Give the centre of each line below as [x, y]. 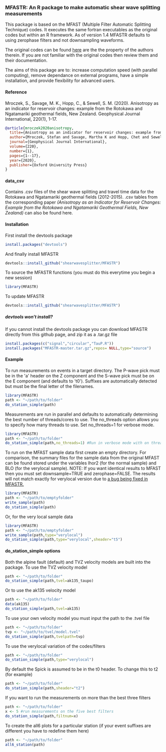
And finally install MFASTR [32, 254]
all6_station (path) [25, 745]
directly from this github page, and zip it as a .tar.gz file [61, 335]
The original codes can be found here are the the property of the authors [79, 50]
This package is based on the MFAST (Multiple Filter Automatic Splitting [78, 24]
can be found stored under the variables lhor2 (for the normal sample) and [81, 463]
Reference [16, 92]
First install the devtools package [39, 235]
